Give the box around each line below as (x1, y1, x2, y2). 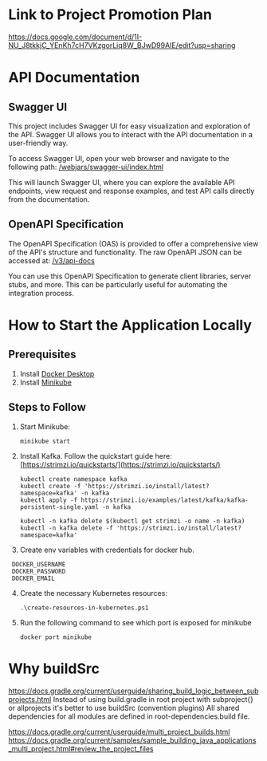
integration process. (8, 288, 74, 298)
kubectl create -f (19, 482, 81, 490)
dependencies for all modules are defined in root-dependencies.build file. (8, 712, 250, 721)
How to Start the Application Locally (8, 316, 253, 334)
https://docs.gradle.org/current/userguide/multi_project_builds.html (8, 727, 230, 736)
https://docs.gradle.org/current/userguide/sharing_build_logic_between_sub (8, 686, 259, 696)
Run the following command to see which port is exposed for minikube (19, 617, 252, 627)
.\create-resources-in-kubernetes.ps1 (19, 604, 149, 612)
